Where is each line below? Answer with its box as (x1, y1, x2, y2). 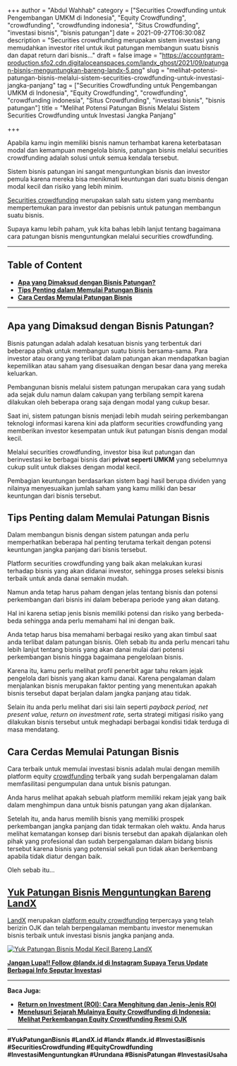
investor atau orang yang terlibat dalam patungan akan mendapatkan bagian (7, 353, 229, 363)
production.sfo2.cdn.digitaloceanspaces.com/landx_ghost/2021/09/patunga (7, 59, 229, 66)
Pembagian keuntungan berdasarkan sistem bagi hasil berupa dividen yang (7, 476, 226, 485)
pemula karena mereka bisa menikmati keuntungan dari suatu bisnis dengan (7, 175, 229, 183)
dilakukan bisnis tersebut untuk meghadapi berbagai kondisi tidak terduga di (7, 717, 229, 727)
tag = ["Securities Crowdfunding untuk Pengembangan (57, 81, 217, 89)
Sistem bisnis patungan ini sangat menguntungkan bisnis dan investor (7, 168, 210, 175)
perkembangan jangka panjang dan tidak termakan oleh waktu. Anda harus (7, 822, 226, 831)
